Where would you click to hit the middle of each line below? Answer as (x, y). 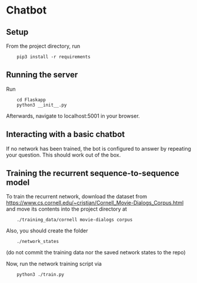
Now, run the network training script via (54, 264)
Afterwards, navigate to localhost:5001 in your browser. (73, 116)
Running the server (42, 75)
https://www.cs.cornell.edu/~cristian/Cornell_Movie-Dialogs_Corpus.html (95, 203)
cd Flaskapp (31, 100)
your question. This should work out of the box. (64, 155)
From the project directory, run (43, 46)
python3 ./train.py (41, 275)
